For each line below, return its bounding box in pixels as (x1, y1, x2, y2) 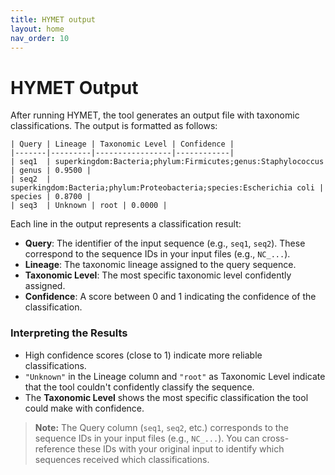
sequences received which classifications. (34, 453, 210, 465)
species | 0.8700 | (10, 192, 92, 202)
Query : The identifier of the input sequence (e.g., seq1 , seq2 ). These (24, 237, 306, 250)
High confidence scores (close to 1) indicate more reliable (24, 349, 263, 361)
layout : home (10, 24, 65, 34)
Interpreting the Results (10, 326, 128, 340)
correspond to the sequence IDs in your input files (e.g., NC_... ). (24, 248, 291, 260)
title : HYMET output (10, 14, 97, 25)
